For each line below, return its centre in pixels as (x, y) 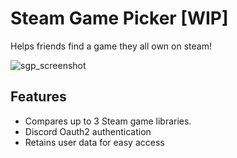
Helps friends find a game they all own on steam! (111, 46)
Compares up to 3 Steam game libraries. (108, 121)
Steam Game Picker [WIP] (119, 18)
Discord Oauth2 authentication (88, 131)
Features (38, 97)
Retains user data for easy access (94, 142)
